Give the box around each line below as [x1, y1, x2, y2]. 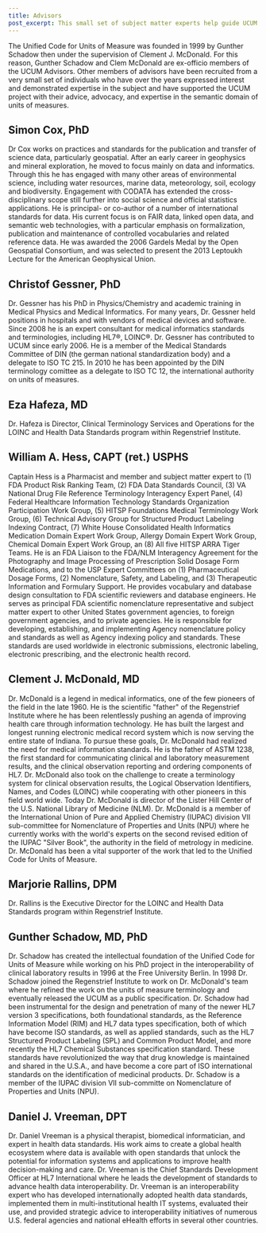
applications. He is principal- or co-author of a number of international [8, 204, 238, 213]
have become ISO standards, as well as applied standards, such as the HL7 [8, 1027, 254, 1037]
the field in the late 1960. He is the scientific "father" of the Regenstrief [8, 702, 240, 711]
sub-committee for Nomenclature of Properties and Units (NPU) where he [8, 820, 250, 830]
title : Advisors [8, 11, 62, 20]
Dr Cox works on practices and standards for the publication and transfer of [8, 144, 256, 154]
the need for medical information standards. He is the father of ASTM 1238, [8, 744, 254, 753]
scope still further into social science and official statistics [47, 195, 237, 205]
